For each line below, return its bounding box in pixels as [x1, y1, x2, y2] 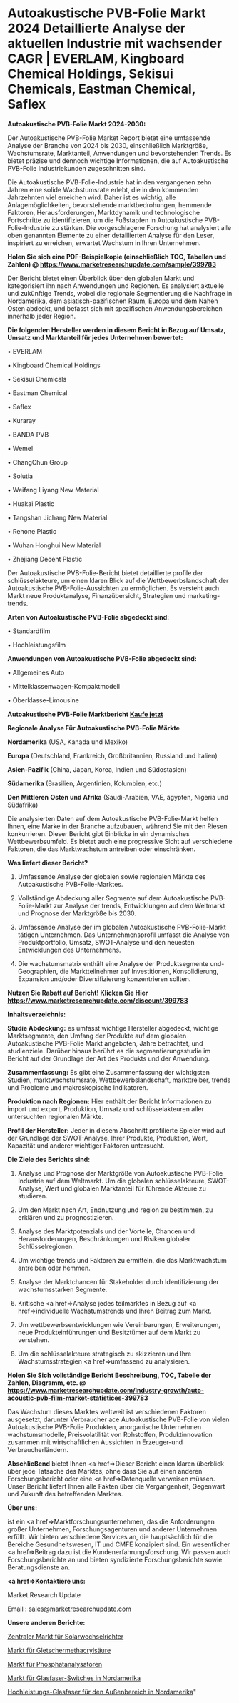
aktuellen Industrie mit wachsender [7, 36, 223, 51]
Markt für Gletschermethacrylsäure [7, 1646, 111, 1654]
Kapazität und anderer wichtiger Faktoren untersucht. [7, 1141, 166, 1150]
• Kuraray [7, 416, 36, 424]
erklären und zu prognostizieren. [17, 1213, 114, 1221]
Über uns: [7, 1503, 38, 1512]
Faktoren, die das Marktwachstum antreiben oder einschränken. [7, 845, 196, 853]
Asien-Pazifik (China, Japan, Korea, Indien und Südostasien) [7, 765, 187, 773]
